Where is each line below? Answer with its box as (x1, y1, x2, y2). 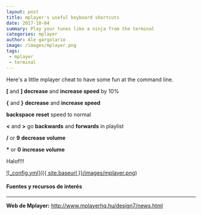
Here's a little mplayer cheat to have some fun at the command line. (6, 76, 174, 83)
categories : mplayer (6, 31, 58, 37)
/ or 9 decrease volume (6, 134, 66, 142)
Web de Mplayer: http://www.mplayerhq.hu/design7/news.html (6, 202, 164, 209)
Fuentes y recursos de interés (6, 183, 82, 190)
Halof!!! (6, 157, 25, 164)
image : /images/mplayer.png (6, 43, 77, 49)
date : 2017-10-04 (6, 20, 50, 26)
